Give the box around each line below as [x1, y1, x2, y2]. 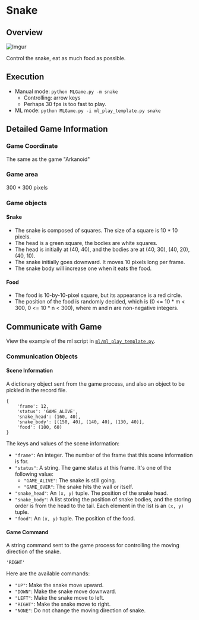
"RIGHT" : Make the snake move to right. [14, 600, 111, 608]
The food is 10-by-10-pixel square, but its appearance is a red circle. [14, 292, 182, 299]
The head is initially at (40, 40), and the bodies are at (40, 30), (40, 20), [14, 246, 190, 253]
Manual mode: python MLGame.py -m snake [14, 88, 118, 95]
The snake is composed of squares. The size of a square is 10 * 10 [14, 227, 178, 234]
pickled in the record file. [6, 387, 67, 394]
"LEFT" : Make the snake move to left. [14, 594, 105, 602]
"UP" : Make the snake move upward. [14, 582, 104, 589]
